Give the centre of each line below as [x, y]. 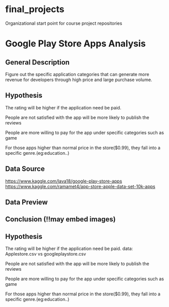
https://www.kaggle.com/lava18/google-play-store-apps [64, 181]
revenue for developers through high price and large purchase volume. [79, 80]
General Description [37, 62]
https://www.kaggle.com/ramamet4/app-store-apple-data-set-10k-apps [80, 186]
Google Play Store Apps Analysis [76, 44]
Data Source [25, 169]
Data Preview [26, 202]
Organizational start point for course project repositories [64, 23]
